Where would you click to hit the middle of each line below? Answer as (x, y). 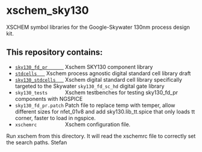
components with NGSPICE (49, 99)
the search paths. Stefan (37, 142)
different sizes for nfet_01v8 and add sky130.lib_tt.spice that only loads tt (105, 111)
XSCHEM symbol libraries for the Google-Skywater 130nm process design (98, 27)
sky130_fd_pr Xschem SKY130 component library (84, 67)
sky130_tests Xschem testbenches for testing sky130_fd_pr (96, 92)
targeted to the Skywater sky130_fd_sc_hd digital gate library (90, 86)
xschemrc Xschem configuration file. (73, 124)
